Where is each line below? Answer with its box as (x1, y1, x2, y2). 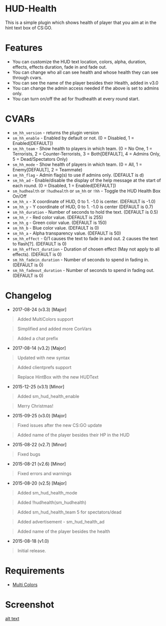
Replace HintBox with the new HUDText (17, 374, 99, 380)
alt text (5, 616, 19, 622)
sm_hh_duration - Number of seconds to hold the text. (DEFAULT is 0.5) (12, 209, 159, 215)
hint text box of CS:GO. (5, 24, 52, 30)
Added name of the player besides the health (17, 528, 111, 534)
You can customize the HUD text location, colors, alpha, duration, (12, 58, 147, 65)
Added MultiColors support (17, 316, 74, 322)
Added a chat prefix (17, 335, 58, 341)
